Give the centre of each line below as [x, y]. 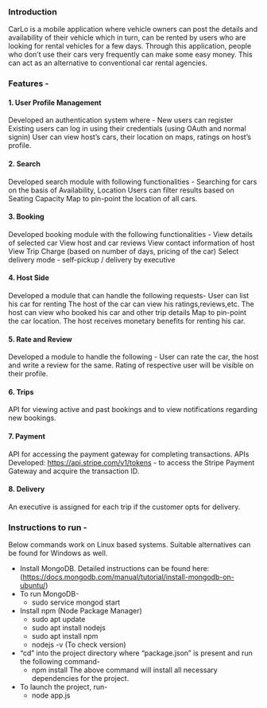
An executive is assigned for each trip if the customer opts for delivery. [124, 507]
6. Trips [21, 391]
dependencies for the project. [80, 679]
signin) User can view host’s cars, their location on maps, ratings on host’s [130, 137]
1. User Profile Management [55, 103]
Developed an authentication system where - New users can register [121, 120]
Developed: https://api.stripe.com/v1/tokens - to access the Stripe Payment [132, 462]
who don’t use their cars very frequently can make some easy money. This [130, 55]
